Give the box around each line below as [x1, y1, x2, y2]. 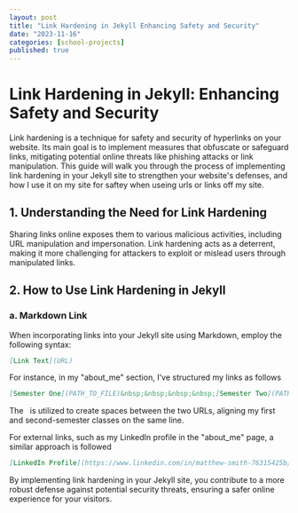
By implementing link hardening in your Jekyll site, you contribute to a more [9, 475, 286, 485]
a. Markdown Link [9, 310, 88, 322]
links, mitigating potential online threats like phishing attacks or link [9, 152, 255, 162]
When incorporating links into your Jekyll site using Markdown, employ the [9, 329, 282, 340]
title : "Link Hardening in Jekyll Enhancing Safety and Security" [9, 21, 260, 30]
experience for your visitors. [9, 493, 113, 504]
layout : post [9, 12, 58, 22]
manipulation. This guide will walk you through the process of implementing [9, 161, 286, 171]
